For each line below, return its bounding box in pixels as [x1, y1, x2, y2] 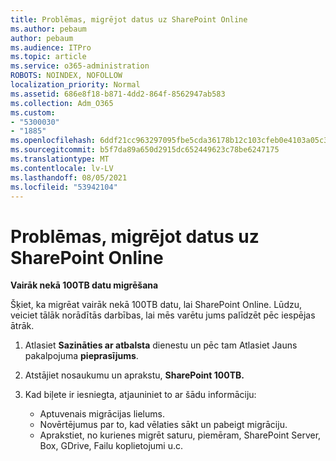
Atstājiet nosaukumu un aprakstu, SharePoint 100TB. [24, 369, 245, 381]
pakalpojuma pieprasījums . [24, 350, 139, 362]
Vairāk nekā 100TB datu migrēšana [10, 279, 159, 291]
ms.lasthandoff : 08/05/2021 [10, 172, 128, 183]
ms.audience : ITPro [10, 42, 92, 53]
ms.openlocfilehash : [10, 136, 97, 146]
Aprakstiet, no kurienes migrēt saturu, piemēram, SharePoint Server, [39, 429, 322, 441]
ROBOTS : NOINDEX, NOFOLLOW [10, 71, 123, 81]
